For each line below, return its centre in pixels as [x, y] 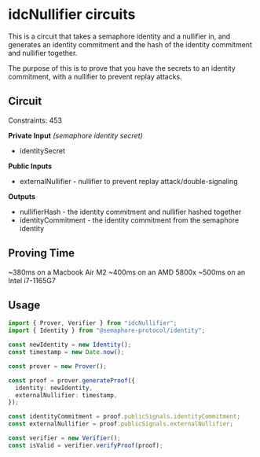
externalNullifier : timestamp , [66, 395]
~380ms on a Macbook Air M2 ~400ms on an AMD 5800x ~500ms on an [127, 272]
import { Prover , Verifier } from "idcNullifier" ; [93, 323]
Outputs [22, 196]
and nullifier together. [43, 53]
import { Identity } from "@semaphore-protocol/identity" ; [107, 331]
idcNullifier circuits [72, 15]
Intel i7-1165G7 [32, 280]
